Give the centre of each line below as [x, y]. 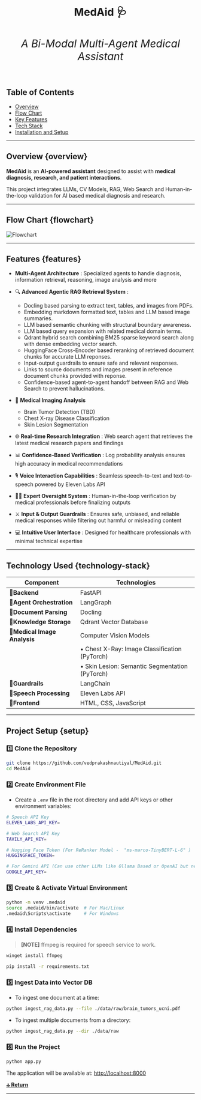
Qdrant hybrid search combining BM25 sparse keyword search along [109, 338]
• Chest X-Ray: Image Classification [131, 649]
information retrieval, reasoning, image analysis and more [86, 280]
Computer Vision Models [115, 636]
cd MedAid [19, 768]
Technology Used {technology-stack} [78, 566]
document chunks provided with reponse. [75, 376]
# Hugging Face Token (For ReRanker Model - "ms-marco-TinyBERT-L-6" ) [99, 850]
